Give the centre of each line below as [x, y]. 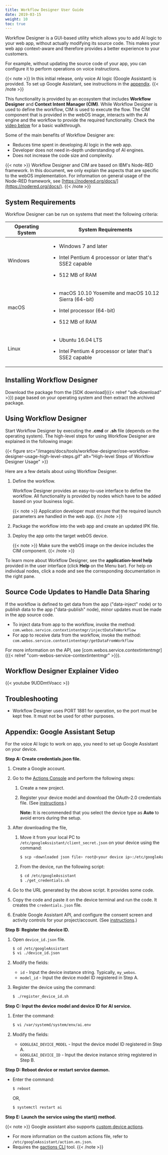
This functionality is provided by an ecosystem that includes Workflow [78, 99]
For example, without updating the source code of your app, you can [76, 63]
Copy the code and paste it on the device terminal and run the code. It [85, 899]
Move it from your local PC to [50, 837]
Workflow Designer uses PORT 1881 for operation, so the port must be [85, 711]
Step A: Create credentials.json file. [43, 758]
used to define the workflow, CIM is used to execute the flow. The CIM [77, 109]
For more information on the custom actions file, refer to [70, 1136]
